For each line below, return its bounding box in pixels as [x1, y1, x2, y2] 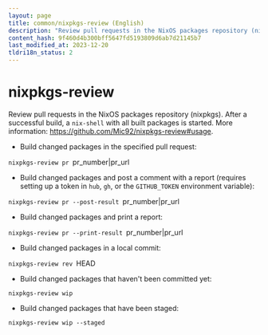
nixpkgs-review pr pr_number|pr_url [8, 157, 130, 167]
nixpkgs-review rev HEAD [8, 258, 96, 268]
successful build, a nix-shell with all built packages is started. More [8, 117, 234, 128]
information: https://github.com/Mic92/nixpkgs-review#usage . [8, 126, 214, 136]
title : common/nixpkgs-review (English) [8, 19, 145, 27]
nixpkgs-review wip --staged [8, 318, 105, 327]
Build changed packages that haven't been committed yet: [19, 274, 212, 283]
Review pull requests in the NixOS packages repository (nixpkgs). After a [8, 109, 247, 119]
